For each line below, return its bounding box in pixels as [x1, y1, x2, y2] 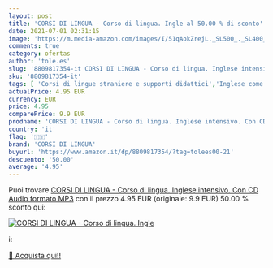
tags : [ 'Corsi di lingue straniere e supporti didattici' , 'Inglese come [8, 80, 264, 88]
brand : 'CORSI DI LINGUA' [8, 140, 96, 149]
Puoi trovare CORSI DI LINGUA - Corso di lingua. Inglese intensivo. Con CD [8, 185, 259, 195]
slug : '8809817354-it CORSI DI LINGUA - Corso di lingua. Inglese [8, 65, 238, 73]
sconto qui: [8, 202, 46, 212]
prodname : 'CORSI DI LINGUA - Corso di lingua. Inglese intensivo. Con [8, 118, 256, 126]
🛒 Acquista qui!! [8, 251, 62, 261]
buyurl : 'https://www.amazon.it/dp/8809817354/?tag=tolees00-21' [8, 148, 234, 156]
